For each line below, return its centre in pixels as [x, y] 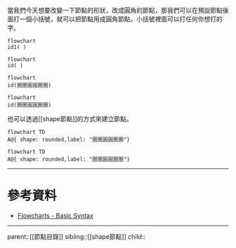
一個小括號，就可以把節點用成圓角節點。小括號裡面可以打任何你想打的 [121, 19]
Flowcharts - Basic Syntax [55, 215]
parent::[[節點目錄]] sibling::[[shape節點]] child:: [77, 236]
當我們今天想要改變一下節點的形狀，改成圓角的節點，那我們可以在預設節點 [115, 10]
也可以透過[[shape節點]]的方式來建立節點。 [70, 119]
